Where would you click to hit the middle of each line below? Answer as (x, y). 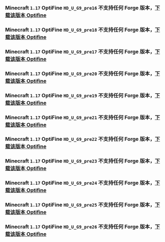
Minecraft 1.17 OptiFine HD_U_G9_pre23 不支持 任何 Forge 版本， (80, 161)
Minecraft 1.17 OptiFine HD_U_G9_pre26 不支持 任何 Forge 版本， (80, 227)
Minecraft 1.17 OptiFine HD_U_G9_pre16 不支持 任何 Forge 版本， (80, 7)
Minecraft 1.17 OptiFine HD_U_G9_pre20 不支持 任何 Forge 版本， (80, 74)
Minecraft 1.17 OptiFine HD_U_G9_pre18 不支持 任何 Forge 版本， (80, 30)
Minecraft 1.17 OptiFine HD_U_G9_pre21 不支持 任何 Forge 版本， (80, 117)
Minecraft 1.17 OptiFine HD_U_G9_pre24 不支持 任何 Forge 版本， (80, 183)
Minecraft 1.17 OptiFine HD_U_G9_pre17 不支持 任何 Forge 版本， (80, 51)
